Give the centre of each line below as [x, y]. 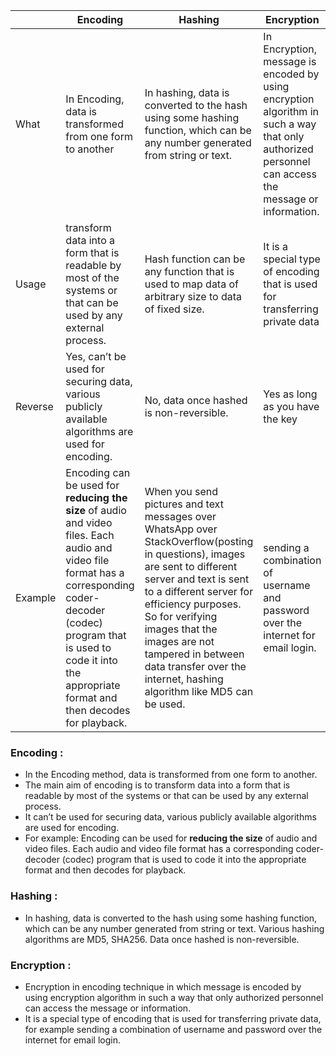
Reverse [34, 406]
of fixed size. [174, 309]
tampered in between [194, 654]
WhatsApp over [181, 529]
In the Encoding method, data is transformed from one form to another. [171, 775]
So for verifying [181, 616]
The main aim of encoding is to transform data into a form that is [157, 785]
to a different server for [199, 591]
